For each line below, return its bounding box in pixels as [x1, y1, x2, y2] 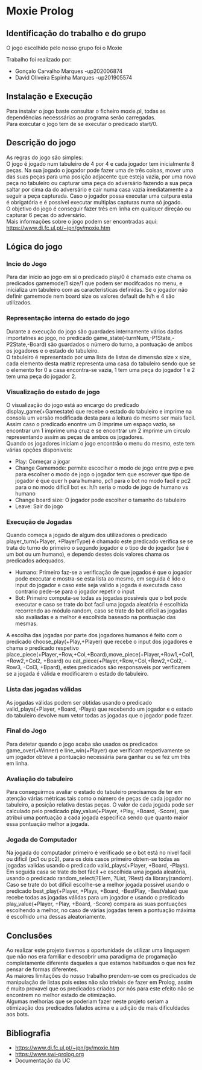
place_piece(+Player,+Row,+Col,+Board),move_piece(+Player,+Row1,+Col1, [6, 651, 194, 658]
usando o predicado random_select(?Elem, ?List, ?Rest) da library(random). [6, 875, 194, 882]
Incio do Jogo [6, 259, 47, 268]
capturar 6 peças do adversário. [6, 211, 86, 218]
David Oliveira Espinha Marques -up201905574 [14, 74, 133, 81]
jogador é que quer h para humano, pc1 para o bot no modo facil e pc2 [14, 477, 191, 484]
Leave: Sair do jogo [14, 502, 63, 510]
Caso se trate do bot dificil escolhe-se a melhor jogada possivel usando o [6, 881, 189, 889]
